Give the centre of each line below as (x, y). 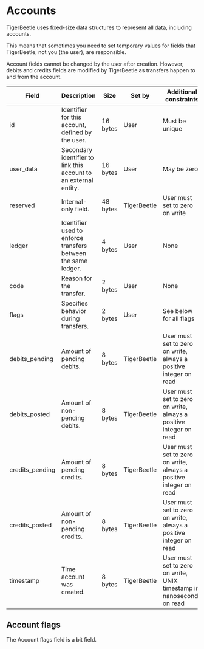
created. (73, 592)
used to (72, 230)
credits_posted (31, 525)
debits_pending (31, 359)
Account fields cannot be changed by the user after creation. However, (95, 64)
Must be (174, 121)
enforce (72, 238)
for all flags (178, 318)
